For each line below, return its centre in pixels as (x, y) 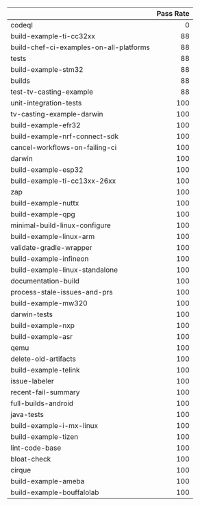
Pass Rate (173, 13)
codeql (22, 25)
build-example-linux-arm (53, 237)
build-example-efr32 (46, 125)
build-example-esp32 (47, 169)
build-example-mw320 (49, 303)
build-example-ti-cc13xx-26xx (63, 181)
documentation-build (45, 281)
